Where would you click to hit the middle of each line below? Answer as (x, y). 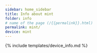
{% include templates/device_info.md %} (47, 46)
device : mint (18, 32)
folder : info (18, 18)
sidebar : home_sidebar (28, 9)
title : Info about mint (29, 14)
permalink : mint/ (23, 27)
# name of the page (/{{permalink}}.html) (49, 23)
